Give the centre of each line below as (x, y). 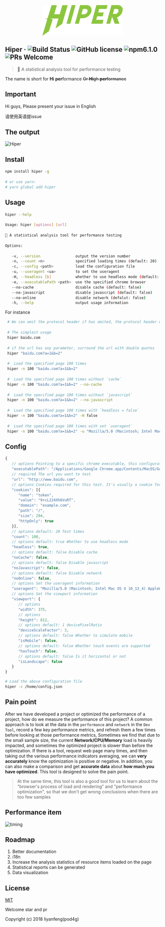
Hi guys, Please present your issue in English (51, 106)
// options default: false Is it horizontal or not (72, 656)
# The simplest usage (29, 333)
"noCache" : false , (30, 557)
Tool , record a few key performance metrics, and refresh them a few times (80, 730)
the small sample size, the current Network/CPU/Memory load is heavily (79, 740)
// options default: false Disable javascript (60, 562)
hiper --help (18, 215)
